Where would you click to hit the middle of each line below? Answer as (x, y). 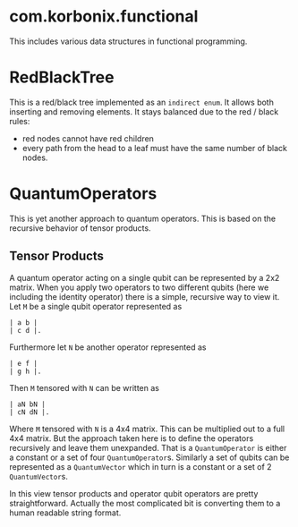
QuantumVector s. (39, 476)
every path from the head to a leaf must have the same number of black (155, 148)
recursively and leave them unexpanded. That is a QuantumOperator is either (148, 447)
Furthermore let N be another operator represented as (108, 347)
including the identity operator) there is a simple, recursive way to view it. (145, 296)
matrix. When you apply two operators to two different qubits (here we (139, 287)
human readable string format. (65, 513)
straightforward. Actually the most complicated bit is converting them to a (145, 503)
